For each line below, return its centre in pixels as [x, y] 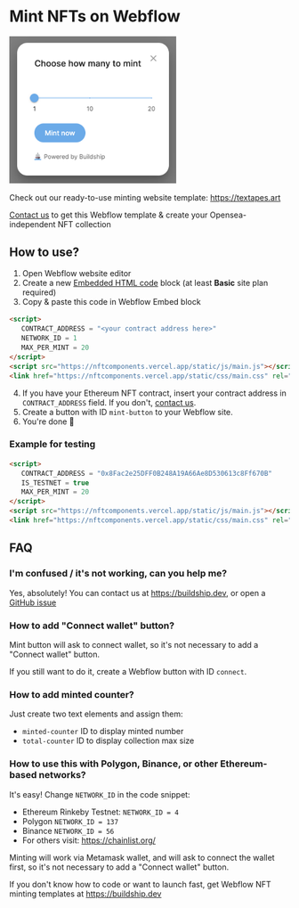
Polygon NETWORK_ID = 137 [70, 821]
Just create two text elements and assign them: [96, 714]
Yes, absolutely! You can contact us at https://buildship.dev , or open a [137, 593]
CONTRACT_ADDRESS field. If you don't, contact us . [109, 402]
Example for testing [53, 445]
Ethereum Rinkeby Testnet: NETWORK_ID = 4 [101, 812]
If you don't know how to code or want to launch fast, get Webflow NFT [140, 884]
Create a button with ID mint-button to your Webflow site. [127, 412]
